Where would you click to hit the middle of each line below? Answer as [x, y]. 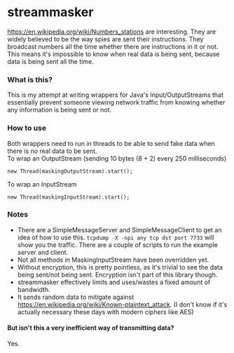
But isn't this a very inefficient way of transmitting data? [91, 328]
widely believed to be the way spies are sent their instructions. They [105, 39]
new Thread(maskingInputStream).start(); [69, 197]
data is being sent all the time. [50, 61]
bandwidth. [34, 289]
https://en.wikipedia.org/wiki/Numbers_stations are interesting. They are [112, 32]
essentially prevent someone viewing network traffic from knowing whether [116, 102]
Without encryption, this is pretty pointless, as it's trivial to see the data [120, 267]
